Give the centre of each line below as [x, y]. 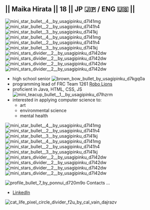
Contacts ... [98, 183]
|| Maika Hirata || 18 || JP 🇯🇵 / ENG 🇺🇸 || [70, 9]
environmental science [43, 110]
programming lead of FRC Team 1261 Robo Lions [62, 84]
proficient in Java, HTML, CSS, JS [47, 89]
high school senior [31, 78]
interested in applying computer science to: [57, 100]
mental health [34, 116]
